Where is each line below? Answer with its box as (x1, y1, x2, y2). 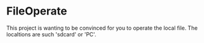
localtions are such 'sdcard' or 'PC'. (6, 30, 97, 38)
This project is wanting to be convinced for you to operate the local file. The (6, 24, 198, 31)
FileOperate (6, 4, 67, 18)
